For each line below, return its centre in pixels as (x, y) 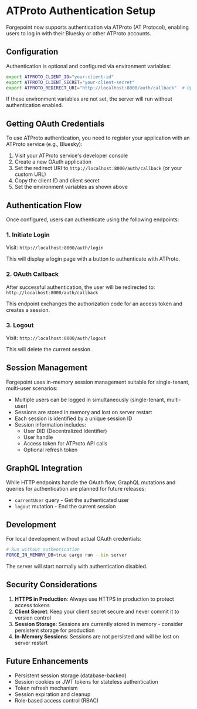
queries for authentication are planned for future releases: (76, 488)
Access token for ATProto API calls (65, 443)
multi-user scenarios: (32, 388)
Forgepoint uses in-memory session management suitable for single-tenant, (98, 382)
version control (33, 618)
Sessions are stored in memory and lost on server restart (83, 412)
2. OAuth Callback (33, 274)
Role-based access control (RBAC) (57, 700)
